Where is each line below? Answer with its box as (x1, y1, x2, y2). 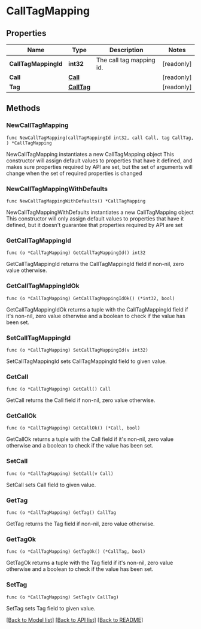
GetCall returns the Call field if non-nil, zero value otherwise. (6, 397, 156, 404)
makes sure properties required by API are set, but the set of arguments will (6, 163, 193, 170)
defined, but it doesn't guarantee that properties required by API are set (6, 221, 183, 228)
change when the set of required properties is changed (6, 170, 142, 177)
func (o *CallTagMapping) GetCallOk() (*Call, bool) (6, 425, 141, 431)
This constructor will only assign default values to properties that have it (6, 214, 184, 222)
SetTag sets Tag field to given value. (6, 604, 96, 612)
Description (109, 46, 144, 54)
